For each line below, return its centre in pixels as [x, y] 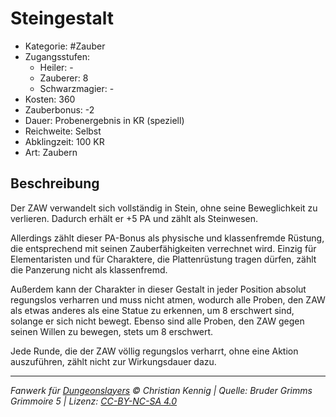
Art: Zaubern [51, 152]
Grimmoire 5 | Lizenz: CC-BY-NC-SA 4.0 [94, 401]
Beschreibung [55, 183]
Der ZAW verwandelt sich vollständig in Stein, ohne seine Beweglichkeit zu [164, 208]
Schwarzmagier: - [77, 88]
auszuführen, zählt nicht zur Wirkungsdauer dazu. [113, 361]
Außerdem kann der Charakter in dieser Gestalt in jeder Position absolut [158, 289]
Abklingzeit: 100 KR [64, 141]
